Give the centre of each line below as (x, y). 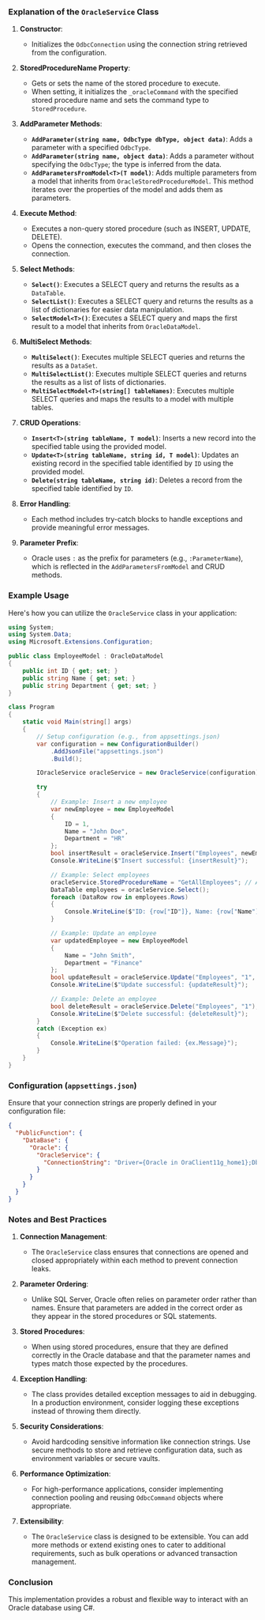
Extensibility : (42, 1521)
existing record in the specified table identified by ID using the (132, 463)
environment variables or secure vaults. (95, 1459)
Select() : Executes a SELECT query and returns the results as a (135, 285)
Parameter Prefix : (49, 543)
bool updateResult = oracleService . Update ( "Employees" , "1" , (153, 978)
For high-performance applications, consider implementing (127, 1490)
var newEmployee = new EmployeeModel (112, 809)
